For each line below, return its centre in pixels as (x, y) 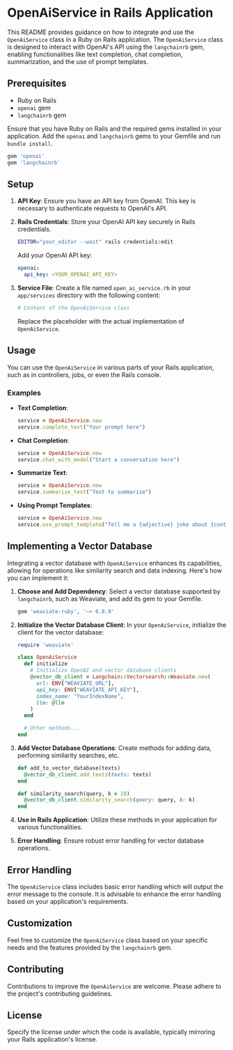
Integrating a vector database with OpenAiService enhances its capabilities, (114, 563)
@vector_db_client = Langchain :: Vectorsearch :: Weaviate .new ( (120, 677)
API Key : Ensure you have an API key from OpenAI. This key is (106, 201)
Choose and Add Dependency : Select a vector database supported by (119, 591)
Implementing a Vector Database (80, 547)
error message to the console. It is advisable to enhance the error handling (114, 894)
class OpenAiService (47, 658)
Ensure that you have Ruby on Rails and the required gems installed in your (114, 128)
